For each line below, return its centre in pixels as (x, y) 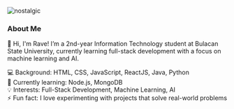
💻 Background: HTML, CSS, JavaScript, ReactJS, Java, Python (98, 72)
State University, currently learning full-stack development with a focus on (114, 51)
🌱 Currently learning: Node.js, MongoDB (65, 83)
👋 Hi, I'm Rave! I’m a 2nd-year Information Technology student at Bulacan (113, 44)
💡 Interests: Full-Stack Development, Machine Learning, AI (92, 90)
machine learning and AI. (43, 58)
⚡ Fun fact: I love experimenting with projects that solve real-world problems (117, 98)
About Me (24, 28)
